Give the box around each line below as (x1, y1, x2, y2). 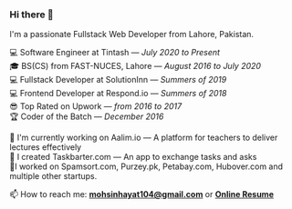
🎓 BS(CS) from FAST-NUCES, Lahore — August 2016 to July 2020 (9, 61, 262, 72)
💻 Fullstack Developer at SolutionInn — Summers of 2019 (9, 75, 227, 85)
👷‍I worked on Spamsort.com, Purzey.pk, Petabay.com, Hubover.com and (9, 161, 284, 172)
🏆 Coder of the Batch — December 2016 (9, 111, 164, 122)
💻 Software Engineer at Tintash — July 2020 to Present (9, 47, 221, 58)
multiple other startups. (9, 171, 98, 182)
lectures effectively (9, 142, 82, 153)
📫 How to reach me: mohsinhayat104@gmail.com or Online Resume (9, 189, 274, 200)
